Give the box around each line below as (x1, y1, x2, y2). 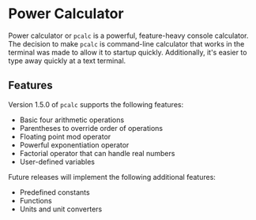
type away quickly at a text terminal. (8, 56, 126, 65)
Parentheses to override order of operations (19, 123, 164, 132)
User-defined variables (19, 157, 96, 166)
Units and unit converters (19, 204, 103, 214)
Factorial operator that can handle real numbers (19, 148, 175, 158)
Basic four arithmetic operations (19, 115, 125, 125)
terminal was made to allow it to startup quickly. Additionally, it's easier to (8, 47, 247, 57)
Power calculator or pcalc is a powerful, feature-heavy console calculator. (8, 31, 249, 40)
